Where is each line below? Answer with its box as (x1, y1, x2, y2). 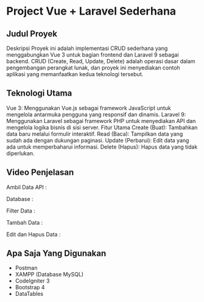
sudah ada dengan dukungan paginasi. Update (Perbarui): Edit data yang (6, 136, 189, 144)
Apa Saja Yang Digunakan (6, 248, 107, 259)
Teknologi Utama (6, 88, 72, 99)
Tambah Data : (6, 219, 43, 226)
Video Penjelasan (6, 167, 74, 178)
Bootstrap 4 (15, 284, 45, 291)
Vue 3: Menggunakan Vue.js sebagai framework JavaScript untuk (6, 104, 172, 111)
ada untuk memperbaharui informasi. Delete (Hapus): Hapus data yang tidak (6, 143, 198, 150)
